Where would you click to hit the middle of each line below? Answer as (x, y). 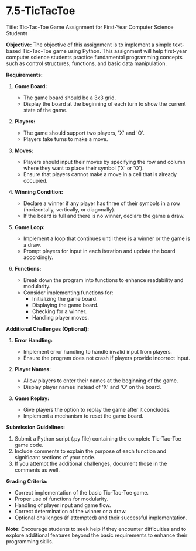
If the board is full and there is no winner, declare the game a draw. (104, 216)
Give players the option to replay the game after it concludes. (97, 409)
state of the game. (45, 110)
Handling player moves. (61, 317)
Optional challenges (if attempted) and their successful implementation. (101, 518)
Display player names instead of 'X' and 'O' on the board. (92, 387)
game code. (29, 445)
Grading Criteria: (27, 481)
